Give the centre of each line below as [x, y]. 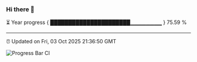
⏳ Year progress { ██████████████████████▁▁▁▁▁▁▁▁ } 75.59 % [96, 22]
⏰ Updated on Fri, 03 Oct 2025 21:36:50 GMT [61, 42]
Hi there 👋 [21, 9]
